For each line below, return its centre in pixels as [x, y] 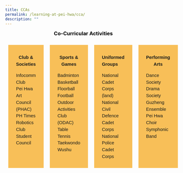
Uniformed [113, 57]
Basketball [68, 82]
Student [24, 136]
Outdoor [66, 102]
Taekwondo [69, 143]
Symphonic [157, 129]
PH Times [26, 116]
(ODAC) [65, 123]
